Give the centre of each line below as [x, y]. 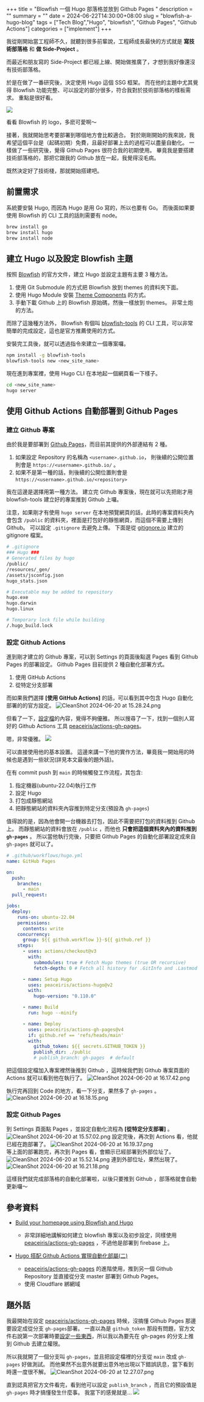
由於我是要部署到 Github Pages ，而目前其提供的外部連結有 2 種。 [88, 444]
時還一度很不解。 [28, 1372]
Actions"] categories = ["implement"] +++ [59, 29]
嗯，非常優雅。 [25, 739]
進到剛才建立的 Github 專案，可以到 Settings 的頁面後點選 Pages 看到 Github [102, 657]
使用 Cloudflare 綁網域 [52, 1284]
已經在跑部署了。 [28, 1144]
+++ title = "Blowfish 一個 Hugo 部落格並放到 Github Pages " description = [100, 9]
